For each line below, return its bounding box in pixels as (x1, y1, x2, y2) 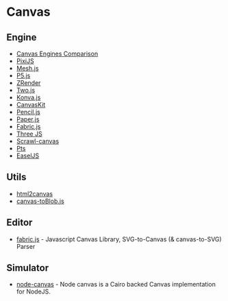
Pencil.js (16, 108, 40, 116)
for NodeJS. (16, 287, 51, 296)
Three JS (16, 130, 42, 138)
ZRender (16, 79, 41, 86)
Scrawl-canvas (16, 137, 60, 145)
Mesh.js (16, 64, 39, 72)
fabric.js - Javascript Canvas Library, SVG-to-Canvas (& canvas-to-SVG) (16, 234, 222, 243)
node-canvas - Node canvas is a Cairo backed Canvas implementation (16, 280, 216, 289)
